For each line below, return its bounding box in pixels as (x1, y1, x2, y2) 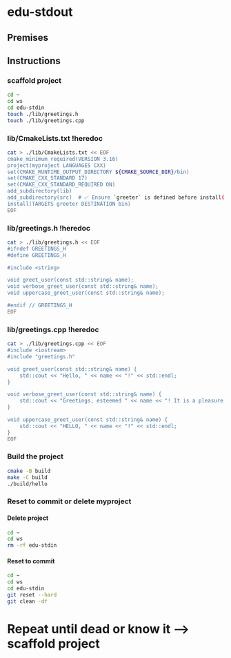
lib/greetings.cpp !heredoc (7, 325, 99, 334)
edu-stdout (7, 4, 74, 20)
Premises (7, 32, 49, 43)
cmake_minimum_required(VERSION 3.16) (7, 155, 119, 162)
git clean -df (7, 598, 48, 605)
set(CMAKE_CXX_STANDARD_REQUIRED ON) (7, 181, 116, 188)
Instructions (7, 55, 61, 66)
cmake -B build (7, 467, 51, 474)
